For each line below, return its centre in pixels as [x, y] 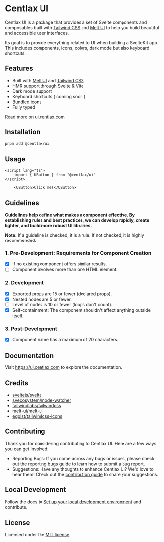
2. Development [25, 283]
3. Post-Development [31, 329]
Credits [17, 383]
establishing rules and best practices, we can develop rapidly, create [77, 220]
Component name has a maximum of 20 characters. [65, 340]
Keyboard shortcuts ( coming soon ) [49, 96]
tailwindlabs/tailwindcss [37, 406]
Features [19, 69]
